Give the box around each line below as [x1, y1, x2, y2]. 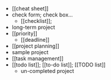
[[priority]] [11, 30, 37, 37]
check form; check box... [11, 11, 73, 18]
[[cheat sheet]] [11, 5, 49, 12]
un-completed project [20, 68, 74, 74]
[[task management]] [11, 55, 64, 62]
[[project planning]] [11, 42, 59, 49]
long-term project [11, 24, 55, 31]
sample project [11, 49, 49, 55]
